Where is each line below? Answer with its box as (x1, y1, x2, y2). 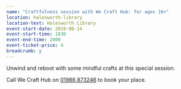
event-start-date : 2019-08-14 (6, 25, 83, 32)
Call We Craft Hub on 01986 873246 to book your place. (6, 76, 146, 83)
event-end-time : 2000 (6, 37, 61, 43)
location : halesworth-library (6, 14, 83, 20)
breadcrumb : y (6, 48, 42, 54)
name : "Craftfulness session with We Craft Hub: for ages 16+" (6, 8, 169, 15)
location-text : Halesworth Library (6, 20, 96, 26)
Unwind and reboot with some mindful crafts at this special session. (6, 64, 176, 72)
